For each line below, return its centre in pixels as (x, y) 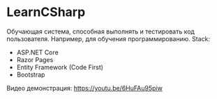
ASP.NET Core (37, 52)
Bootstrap (31, 75)
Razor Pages (35, 59)
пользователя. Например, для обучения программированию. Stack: (108, 38)
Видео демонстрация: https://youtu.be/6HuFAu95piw (85, 88)
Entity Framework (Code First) (60, 67)
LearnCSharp (46, 12)
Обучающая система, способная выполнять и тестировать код (100, 31)
